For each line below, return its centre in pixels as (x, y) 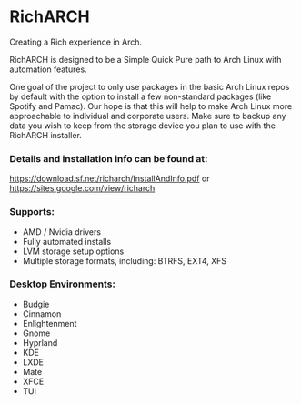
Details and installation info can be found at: (109, 158)
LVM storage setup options (73, 251)
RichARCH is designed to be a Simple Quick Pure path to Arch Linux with (145, 59)
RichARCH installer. (45, 135)
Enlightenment (50, 323)
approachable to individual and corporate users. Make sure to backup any (148, 116)
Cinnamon (42, 313)
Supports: (32, 212)
